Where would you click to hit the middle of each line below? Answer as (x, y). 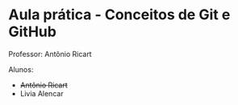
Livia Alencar (42, 93)
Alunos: (21, 69)
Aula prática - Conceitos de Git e (119, 15)
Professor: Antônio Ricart (50, 54)
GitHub (32, 32)
